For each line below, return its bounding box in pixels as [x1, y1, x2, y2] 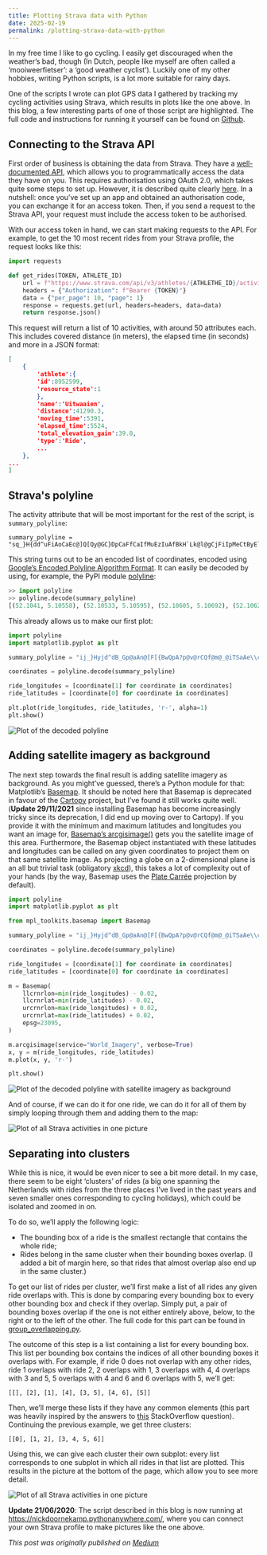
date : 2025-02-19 [8, 19, 66, 27]
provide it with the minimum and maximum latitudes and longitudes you [8, 821, 242, 830]
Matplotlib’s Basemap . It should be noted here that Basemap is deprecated [8, 786, 252, 797]
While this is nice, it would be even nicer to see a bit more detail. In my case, [8, 1168, 258, 1177]
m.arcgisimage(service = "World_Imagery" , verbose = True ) [8, 1040, 194, 1048]
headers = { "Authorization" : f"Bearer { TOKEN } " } [22, 286, 187, 295]
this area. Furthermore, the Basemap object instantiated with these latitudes [8, 837, 257, 847]
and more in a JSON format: [8, 340, 100, 350]
